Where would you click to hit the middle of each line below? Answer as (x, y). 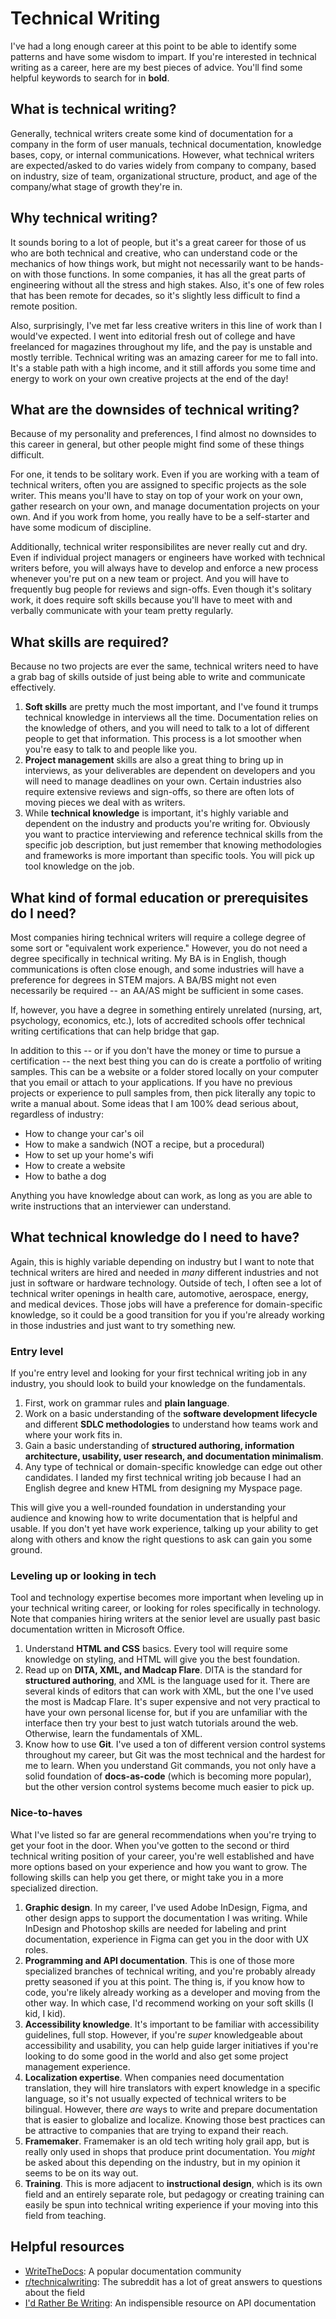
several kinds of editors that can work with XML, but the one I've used (169, 1691)
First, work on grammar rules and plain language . (127, 1403)
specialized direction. (54, 1888)
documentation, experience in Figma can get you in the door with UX (166, 1939)
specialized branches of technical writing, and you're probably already (170, 1971)
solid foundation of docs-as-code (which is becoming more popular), (168, 1776)
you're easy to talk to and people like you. (111, 749)
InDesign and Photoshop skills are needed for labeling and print (155, 1928)
